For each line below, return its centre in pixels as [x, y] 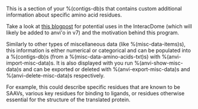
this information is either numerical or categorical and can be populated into [98, 50]
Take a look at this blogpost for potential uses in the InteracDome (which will [99, 26]
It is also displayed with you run [94, 63]
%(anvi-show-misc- [158, 63]
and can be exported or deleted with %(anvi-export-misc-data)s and [106, 69]
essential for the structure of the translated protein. [68, 100]
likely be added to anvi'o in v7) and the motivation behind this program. [92, 33]
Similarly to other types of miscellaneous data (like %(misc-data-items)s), [96, 44]
